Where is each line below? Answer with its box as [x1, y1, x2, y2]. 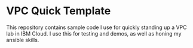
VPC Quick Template [6, 4, 111, 18]
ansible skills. [6, 36, 39, 43]
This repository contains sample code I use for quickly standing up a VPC [6, 24, 187, 31]
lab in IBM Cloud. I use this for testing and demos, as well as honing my [6, 30, 182, 37]
